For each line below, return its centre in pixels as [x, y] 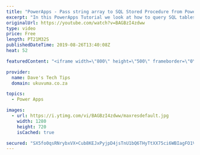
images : [16, 110]
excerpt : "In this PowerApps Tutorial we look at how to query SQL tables [101, 17]
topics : [16, 94]
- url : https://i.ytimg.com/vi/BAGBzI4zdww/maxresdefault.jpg [90, 116]
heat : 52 [17, 51]
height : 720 [32, 127]
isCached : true [36, 132]
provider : [18, 72]
